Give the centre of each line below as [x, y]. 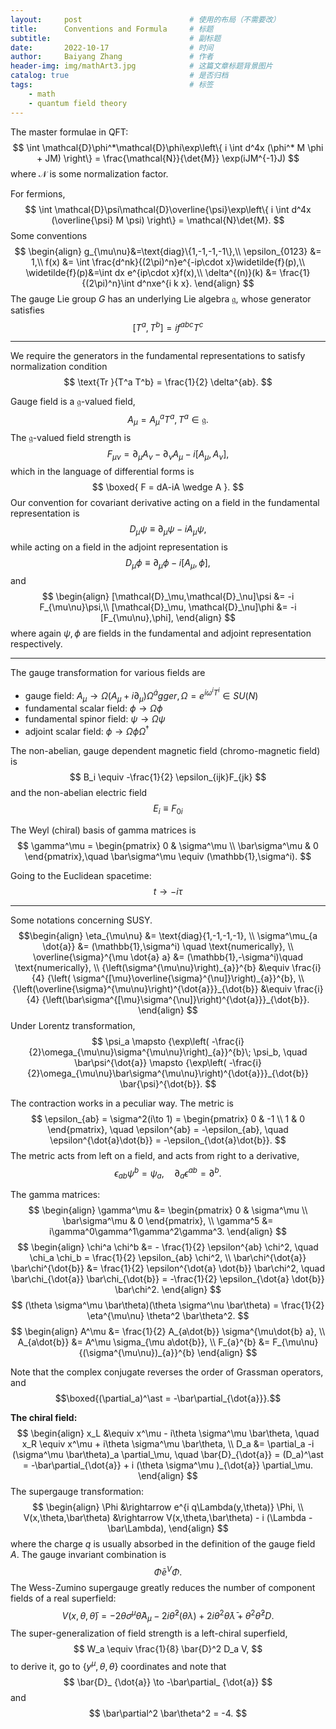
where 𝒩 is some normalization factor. [89, 173]
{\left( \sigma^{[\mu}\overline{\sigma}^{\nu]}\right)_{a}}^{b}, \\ [176, 978]
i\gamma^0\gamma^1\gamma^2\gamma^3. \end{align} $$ [168, 1232]
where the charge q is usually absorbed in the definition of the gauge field [163, 1544]
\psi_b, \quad [280, 1052]
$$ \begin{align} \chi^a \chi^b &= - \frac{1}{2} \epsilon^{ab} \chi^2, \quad [168, 1247]
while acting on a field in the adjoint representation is [119, 547]
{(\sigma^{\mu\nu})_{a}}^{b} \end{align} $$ [168, 1353]
